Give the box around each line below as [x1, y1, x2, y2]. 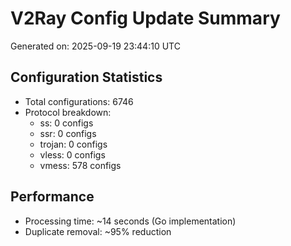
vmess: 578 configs [39, 159, 122, 171]
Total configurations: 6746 [24, 95, 134, 107]
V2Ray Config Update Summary [10, 7, 281, 30]
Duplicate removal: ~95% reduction [24, 225, 172, 237]
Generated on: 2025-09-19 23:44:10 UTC [10, 40, 181, 52]
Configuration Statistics [10, 69, 163, 86]
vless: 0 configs [39, 148, 106, 161]
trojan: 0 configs [39, 138, 108, 150]
